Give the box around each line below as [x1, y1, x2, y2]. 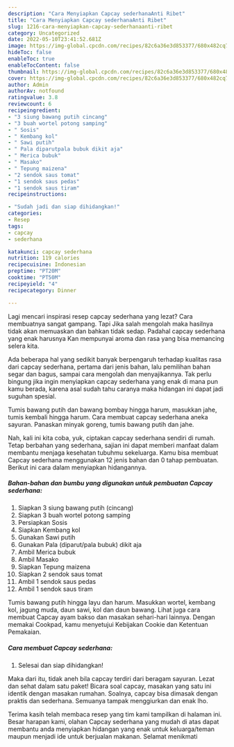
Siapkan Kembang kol [17, 526, 81, 535]
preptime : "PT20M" [8, 268, 61, 275]
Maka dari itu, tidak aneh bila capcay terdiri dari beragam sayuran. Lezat [8, 675, 215, 683]
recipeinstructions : [8, 191, 68, 198]
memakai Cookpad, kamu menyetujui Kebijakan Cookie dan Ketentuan [8, 621, 209, 629]
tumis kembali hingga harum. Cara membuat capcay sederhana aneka [8, 412, 208, 421]
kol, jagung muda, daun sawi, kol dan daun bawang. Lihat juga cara [8, 605, 201, 614]
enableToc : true [8, 56, 55, 62]
